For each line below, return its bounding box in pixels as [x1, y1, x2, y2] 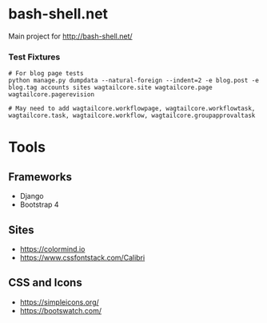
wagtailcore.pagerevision [8, 91, 94, 99]
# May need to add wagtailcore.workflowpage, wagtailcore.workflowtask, [8, 105, 256, 113]
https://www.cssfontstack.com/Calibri [19, 253, 145, 263]
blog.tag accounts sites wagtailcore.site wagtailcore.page [8, 83, 213, 92]
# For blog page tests [8, 70, 84, 78]
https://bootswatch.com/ [19, 305, 102, 315]
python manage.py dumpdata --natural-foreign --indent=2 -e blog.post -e [8, 77, 260, 85]
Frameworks [8, 170, 73, 184]
